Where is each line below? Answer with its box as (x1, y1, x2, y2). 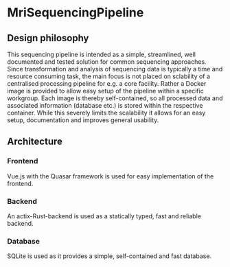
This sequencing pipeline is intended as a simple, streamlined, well (7, 50, 196, 58)
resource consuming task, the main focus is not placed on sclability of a (7, 72, 211, 80)
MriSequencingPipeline (7, 5, 144, 21)
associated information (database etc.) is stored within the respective (7, 102, 204, 109)
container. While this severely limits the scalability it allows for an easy (7, 108, 206, 117)
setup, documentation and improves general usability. (7, 116, 159, 124)
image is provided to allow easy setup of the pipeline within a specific (7, 87, 204, 95)
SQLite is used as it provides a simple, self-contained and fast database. (7, 252, 211, 260)
